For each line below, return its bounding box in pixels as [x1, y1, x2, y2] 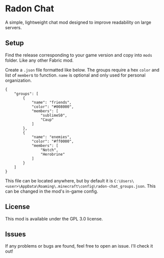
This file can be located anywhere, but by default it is [5, 177, 113, 183]
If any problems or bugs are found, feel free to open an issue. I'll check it [5, 243, 153, 249]
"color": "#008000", [31, 104, 74, 109]
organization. [5, 77, 32, 83]
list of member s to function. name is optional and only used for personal [5, 72, 146, 78]
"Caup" [40, 117, 54, 122]
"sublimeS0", [40, 113, 68, 118]
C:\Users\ [114, 178, 134, 183]
